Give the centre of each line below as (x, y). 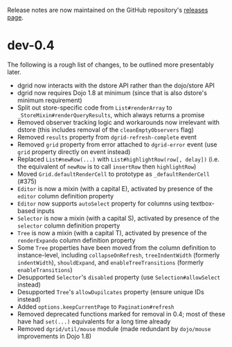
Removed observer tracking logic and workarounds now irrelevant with (118, 122)
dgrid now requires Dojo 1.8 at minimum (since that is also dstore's (112, 92)
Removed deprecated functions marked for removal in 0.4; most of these (121, 314)
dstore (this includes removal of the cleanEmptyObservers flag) (105, 129)
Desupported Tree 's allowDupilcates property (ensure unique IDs (110, 291)
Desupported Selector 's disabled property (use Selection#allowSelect (119, 277)
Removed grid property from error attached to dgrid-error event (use (117, 144)
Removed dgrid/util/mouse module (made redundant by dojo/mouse (114, 328)
